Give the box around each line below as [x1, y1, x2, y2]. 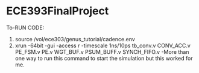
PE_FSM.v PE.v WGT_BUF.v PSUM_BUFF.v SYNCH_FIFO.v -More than [14, 48, 189, 55]
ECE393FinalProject [6, 4, 109, 18]
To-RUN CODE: [6, 24, 45, 31]
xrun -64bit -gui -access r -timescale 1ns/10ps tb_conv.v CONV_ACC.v [14, 42, 191, 49]
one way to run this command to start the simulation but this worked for [14, 54, 193, 62]
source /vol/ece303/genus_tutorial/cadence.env [14, 35, 136, 42]
